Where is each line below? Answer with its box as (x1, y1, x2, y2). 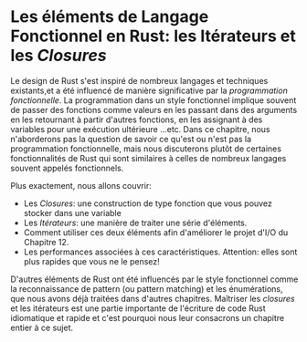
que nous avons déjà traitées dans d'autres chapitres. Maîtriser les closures (10, 293, 295, 304)
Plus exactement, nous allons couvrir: (10, 180, 152, 191)
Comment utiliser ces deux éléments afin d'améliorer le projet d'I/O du (23, 226, 289, 238)
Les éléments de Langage (10, 6, 209, 27)
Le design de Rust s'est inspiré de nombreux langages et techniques (10, 75, 269, 86)
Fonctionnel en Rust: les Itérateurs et (10, 26, 296, 47)
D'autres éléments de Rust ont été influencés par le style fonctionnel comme (10, 274, 299, 285)
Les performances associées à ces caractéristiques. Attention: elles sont (23, 246, 298, 257)
